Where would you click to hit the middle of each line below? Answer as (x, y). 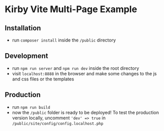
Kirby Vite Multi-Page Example (71, 9)
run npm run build (31, 107)
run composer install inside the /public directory (64, 40)
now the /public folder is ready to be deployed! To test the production (86, 112)
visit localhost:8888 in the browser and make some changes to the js (84, 73)
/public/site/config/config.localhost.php (58, 123)
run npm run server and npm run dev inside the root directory (75, 68)
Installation (23, 28)
